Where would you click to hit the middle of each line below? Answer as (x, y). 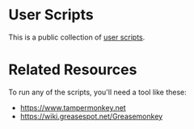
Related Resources (73, 70)
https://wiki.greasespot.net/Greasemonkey (91, 116)
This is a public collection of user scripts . (77, 37)
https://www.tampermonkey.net (73, 107)
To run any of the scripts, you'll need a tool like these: (98, 92)
